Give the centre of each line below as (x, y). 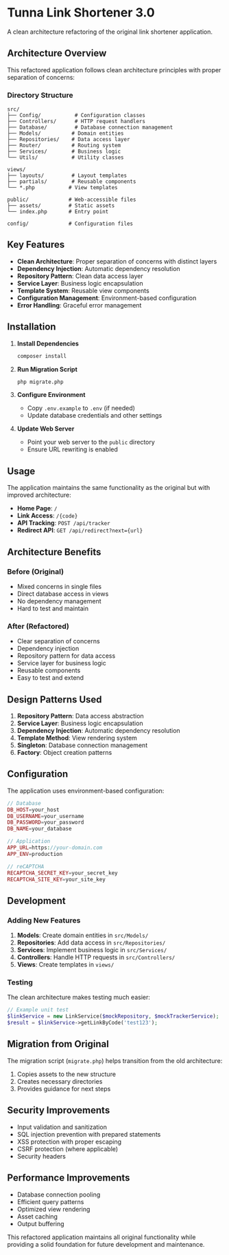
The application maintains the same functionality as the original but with (109, 488)
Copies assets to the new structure (67, 1074)
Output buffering (40, 1223)
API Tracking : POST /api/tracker (64, 523)
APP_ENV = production (35, 854)
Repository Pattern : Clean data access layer (80, 276)
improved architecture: (39, 495)
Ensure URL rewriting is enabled (73, 449)
